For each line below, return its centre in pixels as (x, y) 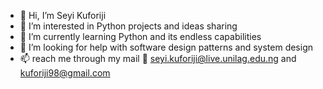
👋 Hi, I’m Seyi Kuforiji (63, 15)
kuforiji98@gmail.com (65, 73)
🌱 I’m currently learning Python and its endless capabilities (140, 36)
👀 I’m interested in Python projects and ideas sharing (128, 26)
